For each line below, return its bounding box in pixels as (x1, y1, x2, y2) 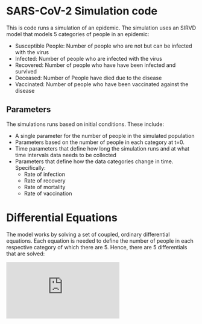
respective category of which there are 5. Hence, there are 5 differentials (6, 243, 188, 251)
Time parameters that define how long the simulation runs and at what (14, 145, 190, 152)
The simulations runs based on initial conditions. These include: (6, 120, 165, 128)
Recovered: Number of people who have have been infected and (14, 61, 176, 69)
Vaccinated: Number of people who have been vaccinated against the (14, 80, 189, 88)
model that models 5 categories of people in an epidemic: (6, 30, 150, 37)
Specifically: (14, 164, 46, 171)
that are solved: (6, 250, 45, 257)
